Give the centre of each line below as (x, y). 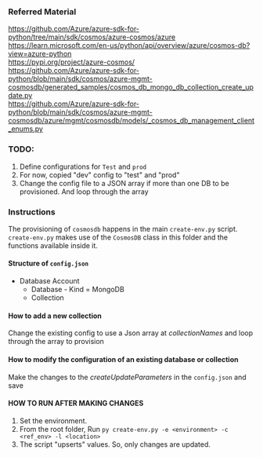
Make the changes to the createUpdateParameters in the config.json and (127, 377)
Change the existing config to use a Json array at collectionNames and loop (130, 333)
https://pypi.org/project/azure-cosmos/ (72, 62)
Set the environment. (53, 420)
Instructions (32, 212)
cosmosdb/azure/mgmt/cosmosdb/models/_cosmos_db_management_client (131, 121)
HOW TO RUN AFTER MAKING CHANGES (76, 404)
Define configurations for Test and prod (83, 166)
